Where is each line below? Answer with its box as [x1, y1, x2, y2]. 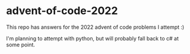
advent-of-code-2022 [6, 4, 118, 18]
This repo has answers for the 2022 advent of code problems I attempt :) [6, 23, 185, 31]
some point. [6, 41, 36, 48]
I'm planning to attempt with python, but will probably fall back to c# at [6, 35, 179, 42]
